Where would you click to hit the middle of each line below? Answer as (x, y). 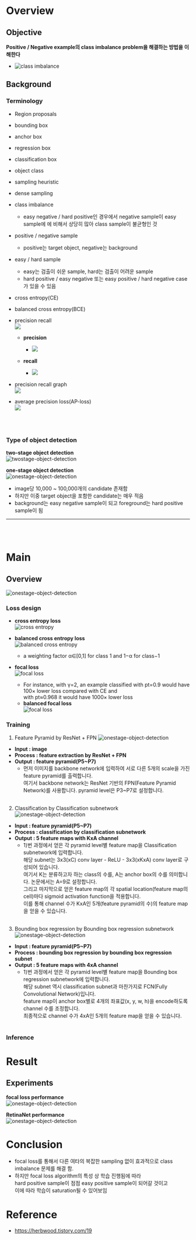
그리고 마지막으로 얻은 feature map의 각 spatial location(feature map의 (106, 889)
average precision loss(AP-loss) (53, 401)
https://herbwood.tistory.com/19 (53, 1231)
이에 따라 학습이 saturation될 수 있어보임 (61, 1190)
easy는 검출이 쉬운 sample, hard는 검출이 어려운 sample (88, 271)
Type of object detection (42, 440)
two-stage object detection (40, 453)
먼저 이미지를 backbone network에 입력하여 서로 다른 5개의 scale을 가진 (106, 768)
